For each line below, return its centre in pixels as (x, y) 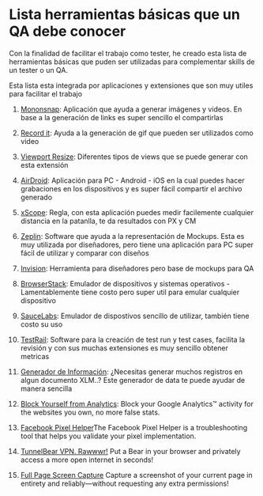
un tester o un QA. (39, 70)
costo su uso (41, 324)
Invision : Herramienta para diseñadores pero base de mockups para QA (137, 268)
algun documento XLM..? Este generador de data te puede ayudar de (133, 380)
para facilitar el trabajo (45, 93)
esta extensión (44, 165)
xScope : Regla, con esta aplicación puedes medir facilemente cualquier (137, 212)
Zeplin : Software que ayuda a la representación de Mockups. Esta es (132, 236)
